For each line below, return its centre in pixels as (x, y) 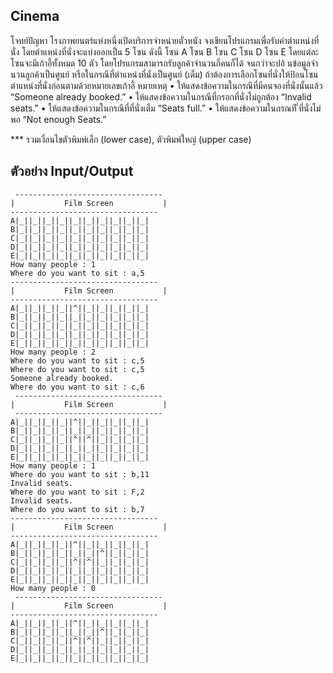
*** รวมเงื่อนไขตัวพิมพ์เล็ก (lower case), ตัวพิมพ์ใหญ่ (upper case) (131, 139)
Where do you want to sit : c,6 (77, 387)
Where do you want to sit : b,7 (77, 509)
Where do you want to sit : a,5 (77, 273)
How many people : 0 (53, 588)
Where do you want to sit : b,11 (80, 474)
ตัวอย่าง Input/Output (72, 171)
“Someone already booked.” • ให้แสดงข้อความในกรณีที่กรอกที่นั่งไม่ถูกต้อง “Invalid (161, 96)
